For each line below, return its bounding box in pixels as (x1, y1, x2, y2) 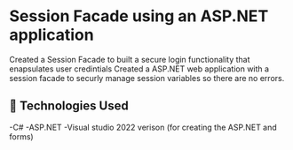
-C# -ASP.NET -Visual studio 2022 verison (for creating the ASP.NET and (9, 122, 277, 132)
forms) (9, 131, 34, 142)
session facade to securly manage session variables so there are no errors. (9, 72, 285, 83)
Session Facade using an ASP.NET (9, 6, 269, 26)
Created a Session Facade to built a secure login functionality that (9, 54, 250, 64)
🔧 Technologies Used (9, 99, 129, 114)
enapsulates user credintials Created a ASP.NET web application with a (9, 64, 269, 74)
